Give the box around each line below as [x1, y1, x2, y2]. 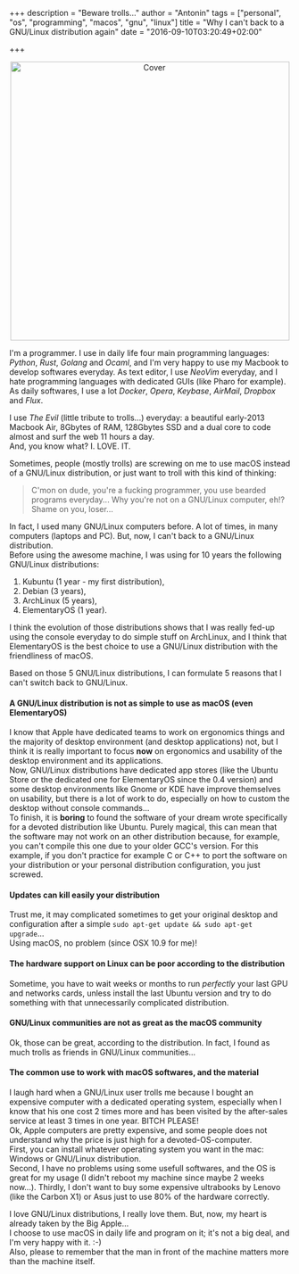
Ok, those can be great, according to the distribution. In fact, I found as [9, 1037, 270, 1047]
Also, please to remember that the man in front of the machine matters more [9, 1246, 289, 1257]
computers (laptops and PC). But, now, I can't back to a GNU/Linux [9, 531, 254, 541]
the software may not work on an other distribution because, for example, [9, 831, 280, 842]
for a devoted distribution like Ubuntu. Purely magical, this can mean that [9, 822, 278, 832]
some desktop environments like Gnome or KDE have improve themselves [9, 784, 281, 795]
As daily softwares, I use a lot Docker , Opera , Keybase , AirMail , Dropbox [9, 385, 277, 396]
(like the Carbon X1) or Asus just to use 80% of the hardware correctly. [9, 1191, 270, 1203]
